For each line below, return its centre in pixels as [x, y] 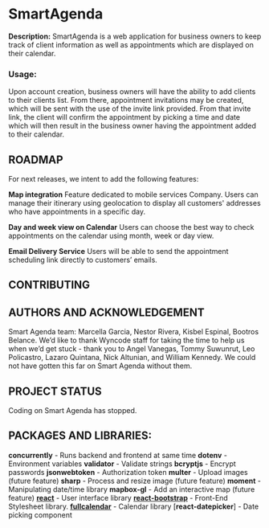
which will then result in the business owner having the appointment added [132, 126]
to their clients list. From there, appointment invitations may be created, [126, 100]
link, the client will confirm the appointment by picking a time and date [124, 117]
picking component [40, 514]
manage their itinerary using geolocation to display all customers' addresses [134, 203]
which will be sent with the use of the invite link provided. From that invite [130, 108]
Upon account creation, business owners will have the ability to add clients [132, 92]
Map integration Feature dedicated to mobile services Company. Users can [133, 194]
